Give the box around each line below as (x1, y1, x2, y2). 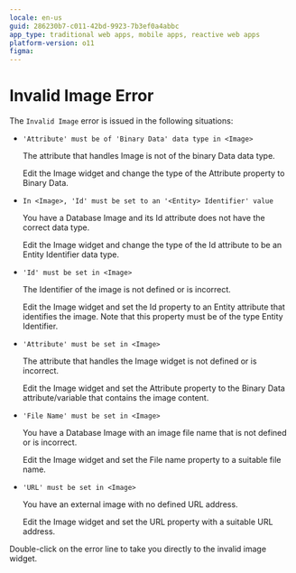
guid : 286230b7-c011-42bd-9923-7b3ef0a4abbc (9, 22, 180, 31)
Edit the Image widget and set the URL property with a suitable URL (22, 516, 273, 528)
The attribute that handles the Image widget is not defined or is (22, 356, 257, 366)
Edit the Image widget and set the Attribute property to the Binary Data (22, 383, 286, 393)
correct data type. (22, 222, 90, 233)
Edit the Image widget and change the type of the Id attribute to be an (22, 240, 282, 251)
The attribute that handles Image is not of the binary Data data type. (22, 151, 275, 162)
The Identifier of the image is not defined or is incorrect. (22, 284, 232, 295)
